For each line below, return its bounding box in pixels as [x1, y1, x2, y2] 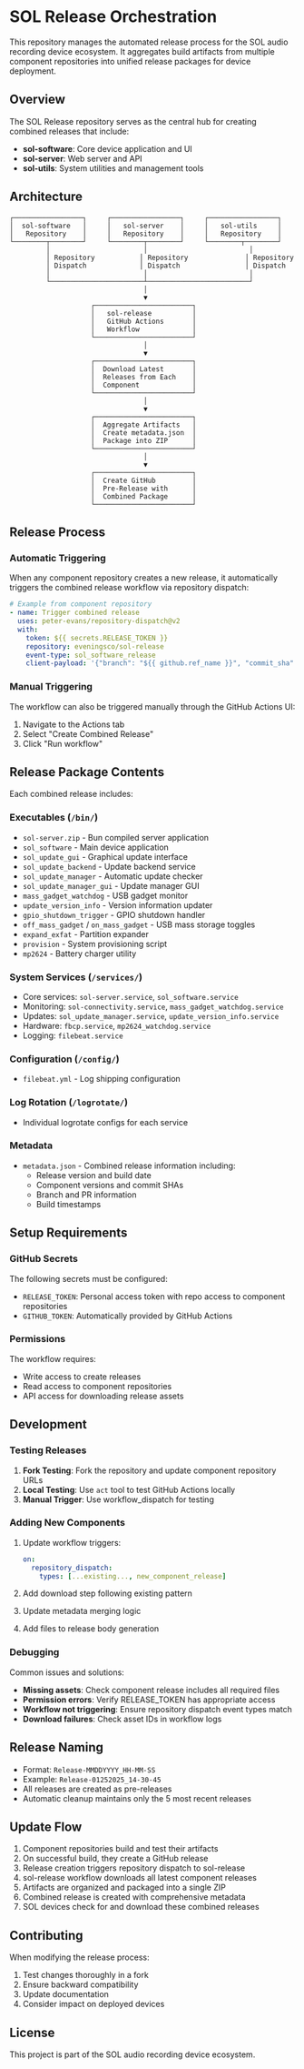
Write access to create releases [22, 1371, 142, 1382]
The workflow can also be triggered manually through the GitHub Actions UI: [9, 701, 296, 712]
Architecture [9, 189, 83, 205]
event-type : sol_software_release [25, 651, 156, 660]
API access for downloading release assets [22, 1390, 184, 1401]
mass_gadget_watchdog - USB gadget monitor [22, 890, 189, 901]
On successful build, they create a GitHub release [22, 1853, 209, 1864]
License [9, 2024, 55, 2040]
